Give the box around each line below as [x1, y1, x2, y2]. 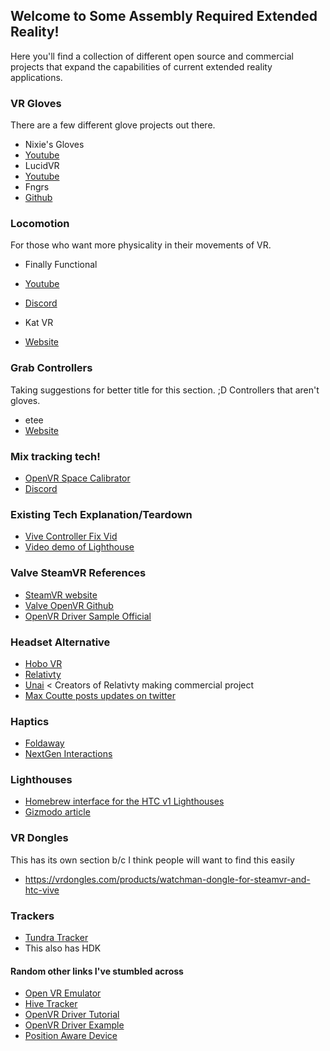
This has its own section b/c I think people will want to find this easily [10, 854, 295, 866]
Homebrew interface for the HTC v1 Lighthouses [24, 795, 225, 808]
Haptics [10, 714, 50, 728]
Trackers [10, 909, 55, 923]
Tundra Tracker [24, 932, 89, 944]
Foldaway [24, 737, 65, 749]
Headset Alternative [10, 635, 111, 649]
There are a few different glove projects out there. [10, 119, 216, 131]
